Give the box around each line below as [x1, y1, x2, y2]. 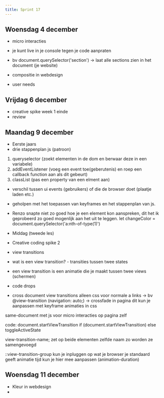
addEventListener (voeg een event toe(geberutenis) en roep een [12, 166, 142, 172]
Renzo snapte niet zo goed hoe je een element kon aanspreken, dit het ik [12, 210, 159, 216]
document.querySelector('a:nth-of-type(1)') [12, 221, 100, 227]
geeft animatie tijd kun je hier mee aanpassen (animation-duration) [5, 356, 140, 363]
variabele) [12, 161, 33, 167]
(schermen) [12, 274, 36, 279]
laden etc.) [12, 192, 34, 198]
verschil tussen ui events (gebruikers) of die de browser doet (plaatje [12, 186, 152, 192]
